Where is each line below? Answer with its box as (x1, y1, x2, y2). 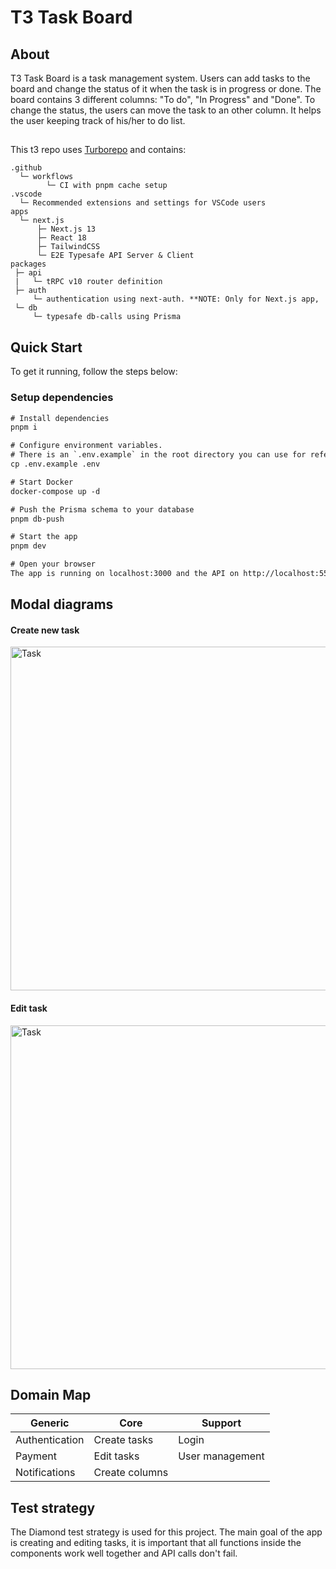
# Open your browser (10, 559, 97, 570)
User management (178, 1449, 265, 1463)
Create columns (93, 1466, 169, 1480)
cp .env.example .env (10, 459, 101, 469)
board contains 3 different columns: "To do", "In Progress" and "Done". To (10, 94, 316, 105)
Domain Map (10, 1387, 92, 1404)
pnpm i (10, 422, 38, 433)
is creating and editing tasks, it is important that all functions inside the (10, 1537, 302, 1549)
